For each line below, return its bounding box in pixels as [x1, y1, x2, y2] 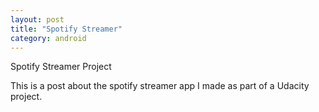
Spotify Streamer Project [10, 61, 112, 73]
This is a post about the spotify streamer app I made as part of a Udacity [10, 80, 310, 92]
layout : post [10, 14, 65, 25]
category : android [10, 33, 87, 43]
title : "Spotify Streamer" [10, 24, 123, 34]
